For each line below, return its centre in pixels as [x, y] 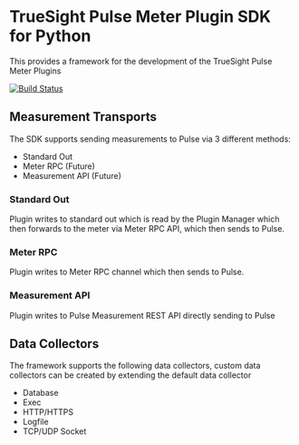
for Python [50, 36]
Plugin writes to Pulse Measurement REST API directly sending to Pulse [142, 315]
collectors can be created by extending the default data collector [130, 375]
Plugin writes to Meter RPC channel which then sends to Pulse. [127, 272]
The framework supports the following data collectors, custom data [135, 366]
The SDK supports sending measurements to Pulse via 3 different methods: [150, 139]
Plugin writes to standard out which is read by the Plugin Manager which [145, 219]
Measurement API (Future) [72, 175]
